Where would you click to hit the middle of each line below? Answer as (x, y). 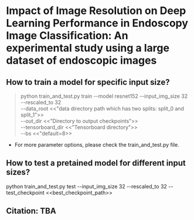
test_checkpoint (25, 192)
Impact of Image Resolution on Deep (96, 11)
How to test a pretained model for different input (96, 163)
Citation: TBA (31, 211)
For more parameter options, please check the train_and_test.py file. (97, 145)
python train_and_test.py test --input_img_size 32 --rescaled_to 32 (86, 186)
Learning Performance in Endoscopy (97, 23)
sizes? (18, 172)
